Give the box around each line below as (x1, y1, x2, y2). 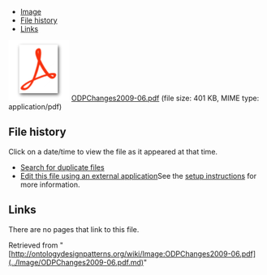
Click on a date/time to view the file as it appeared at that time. (8, 146, 217, 156)
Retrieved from (8, 240, 58, 250)
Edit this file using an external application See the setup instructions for (19, 171, 257, 180)
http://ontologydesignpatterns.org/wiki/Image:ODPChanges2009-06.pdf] (11, 248, 256, 258)
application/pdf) (8, 102, 62, 112)
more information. (19, 180, 80, 189)
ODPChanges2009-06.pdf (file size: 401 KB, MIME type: (71, 93, 260, 103)
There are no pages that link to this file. (8, 224, 140, 234)
